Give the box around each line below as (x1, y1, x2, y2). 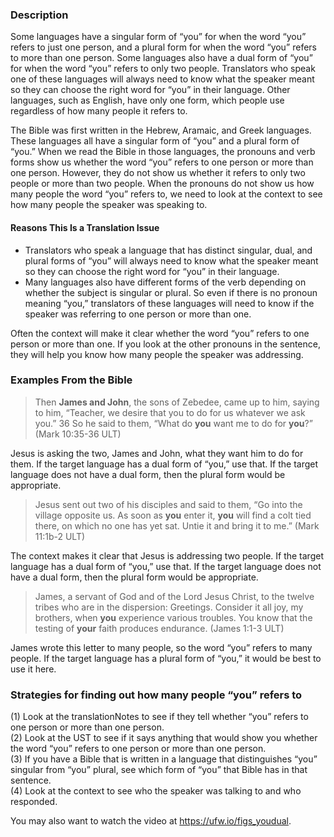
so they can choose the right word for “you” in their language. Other (10, 84, 291, 96)
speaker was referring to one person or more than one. (24, 308, 252, 320)
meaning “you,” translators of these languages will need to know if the (24, 297, 315, 309)
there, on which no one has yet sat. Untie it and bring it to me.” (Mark (34, 519, 320, 532)
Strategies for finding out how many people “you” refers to (10, 688, 303, 702)
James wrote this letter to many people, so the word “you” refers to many (10, 641, 313, 653)
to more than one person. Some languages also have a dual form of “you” (10, 52, 313, 64)
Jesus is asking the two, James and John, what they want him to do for (10, 447, 304, 459)
